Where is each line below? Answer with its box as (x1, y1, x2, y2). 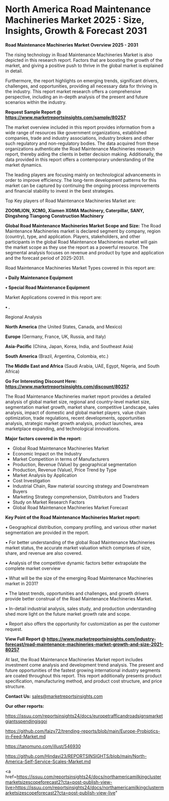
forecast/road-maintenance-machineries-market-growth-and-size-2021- (5, 641, 164, 647)
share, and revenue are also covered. (5, 550, 83, 556)
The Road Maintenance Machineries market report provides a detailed (5, 393, 151, 399)
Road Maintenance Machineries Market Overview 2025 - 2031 (5, 42, 139, 48)
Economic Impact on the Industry (12, 450, 82, 456)
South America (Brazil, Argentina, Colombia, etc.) (5, 353, 109, 359)
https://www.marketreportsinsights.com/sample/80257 (5, 114, 126, 120)
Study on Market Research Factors (12, 499, 85, 505)
